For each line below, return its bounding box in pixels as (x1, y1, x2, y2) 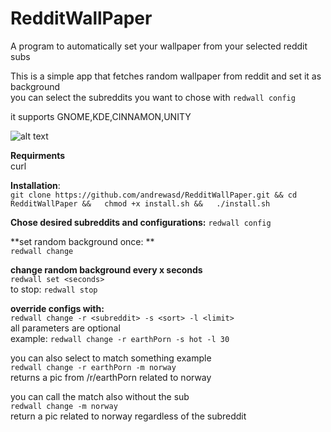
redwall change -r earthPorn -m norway (10, 362, 177, 372)
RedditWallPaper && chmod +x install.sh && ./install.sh (10, 198, 271, 209)
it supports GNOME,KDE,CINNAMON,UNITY (10, 110, 192, 122)
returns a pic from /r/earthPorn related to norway (10, 371, 212, 383)
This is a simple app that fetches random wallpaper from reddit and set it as (10, 70, 322, 82)
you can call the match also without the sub (10, 390, 190, 402)
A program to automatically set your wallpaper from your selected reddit (10, 40, 308, 52)
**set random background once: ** (10, 235, 155, 247)
